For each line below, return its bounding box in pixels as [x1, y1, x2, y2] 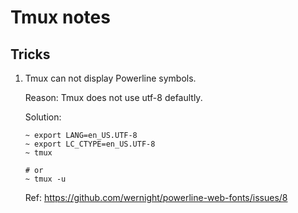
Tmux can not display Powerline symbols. [24, 72, 197, 84]
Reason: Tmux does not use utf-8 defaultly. [24, 92, 203, 103]
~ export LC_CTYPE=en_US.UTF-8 [24, 139, 156, 149]
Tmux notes [10, 6, 111, 29]
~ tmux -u [24, 174, 67, 184]
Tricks [10, 46, 51, 63]
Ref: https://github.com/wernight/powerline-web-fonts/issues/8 [24, 192, 288, 203]
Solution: [24, 111, 62, 123]
